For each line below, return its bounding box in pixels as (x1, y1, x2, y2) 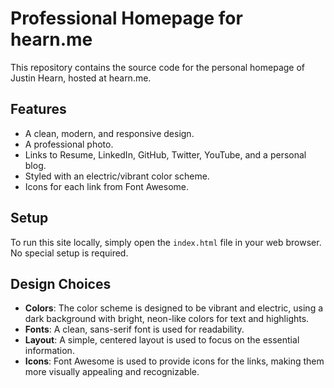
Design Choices (10, 275, 112, 292)
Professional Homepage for (10, 7, 243, 30)
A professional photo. (24, 138, 114, 150)
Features (10, 101, 67, 118)
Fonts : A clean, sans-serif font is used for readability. (24, 323, 245, 336)
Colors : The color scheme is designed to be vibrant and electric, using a (24, 302, 324, 314)
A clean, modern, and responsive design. (24, 127, 195, 139)
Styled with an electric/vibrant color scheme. (24, 170, 210, 182)
